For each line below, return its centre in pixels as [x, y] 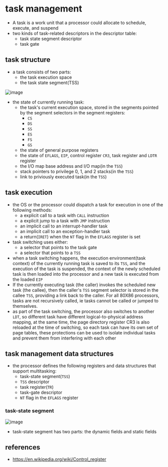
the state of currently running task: [48, 102]
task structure [28, 60]
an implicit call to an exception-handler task [65, 231]
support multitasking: [34, 371]
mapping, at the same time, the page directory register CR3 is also [81, 322]
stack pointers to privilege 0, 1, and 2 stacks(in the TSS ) [77, 171]
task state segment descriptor [51, 39]
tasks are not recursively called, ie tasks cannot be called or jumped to [86, 301]
